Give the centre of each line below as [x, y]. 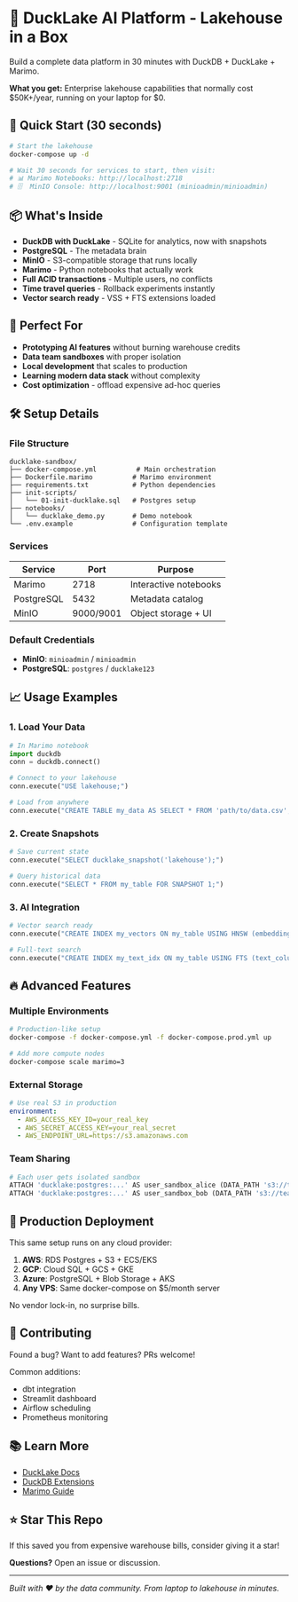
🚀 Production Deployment [82, 1221]
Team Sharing [40, 1159]
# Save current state [49, 852]
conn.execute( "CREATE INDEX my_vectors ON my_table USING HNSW [129, 934]
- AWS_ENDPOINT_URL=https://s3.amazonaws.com [103, 1136]
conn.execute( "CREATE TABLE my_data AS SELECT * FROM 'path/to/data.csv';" [152, 810]
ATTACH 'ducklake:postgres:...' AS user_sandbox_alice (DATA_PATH [134, 1185]
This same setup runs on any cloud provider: [91, 1243]
